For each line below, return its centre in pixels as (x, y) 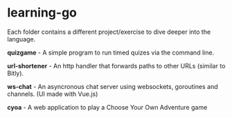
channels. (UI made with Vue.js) (53, 94)
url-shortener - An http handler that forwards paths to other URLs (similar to (116, 66)
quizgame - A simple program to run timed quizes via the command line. (111, 52)
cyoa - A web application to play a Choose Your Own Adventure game (107, 107)
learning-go (42, 13)
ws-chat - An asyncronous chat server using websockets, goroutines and (113, 86)
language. (21, 39)
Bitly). (16, 73)
